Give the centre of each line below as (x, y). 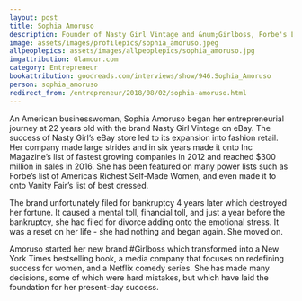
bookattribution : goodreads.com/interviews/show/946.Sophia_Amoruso (140, 76)
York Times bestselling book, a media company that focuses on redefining (147, 258)
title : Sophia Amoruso (52, 26)
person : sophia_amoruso (54, 84)
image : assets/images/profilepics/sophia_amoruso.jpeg (114, 43)
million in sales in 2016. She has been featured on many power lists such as (149, 166)
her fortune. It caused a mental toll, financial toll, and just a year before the (147, 212)
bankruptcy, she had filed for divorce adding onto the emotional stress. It (144, 222)
